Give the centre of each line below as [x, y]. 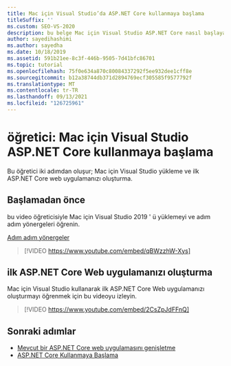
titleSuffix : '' [30, 20]
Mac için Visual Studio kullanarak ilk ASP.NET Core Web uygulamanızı [106, 289]
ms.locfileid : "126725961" [46, 103]
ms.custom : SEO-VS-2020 [41, 26]
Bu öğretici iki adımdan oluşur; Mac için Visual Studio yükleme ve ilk [103, 171]
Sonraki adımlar [42, 331]
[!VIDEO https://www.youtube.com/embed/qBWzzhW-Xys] [107, 251]
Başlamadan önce [46, 200]
